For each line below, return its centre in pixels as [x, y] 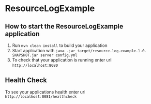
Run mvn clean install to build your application [60, 45]
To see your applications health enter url [45, 92]
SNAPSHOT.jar [25, 55]
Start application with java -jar [44, 51]
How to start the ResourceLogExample [64, 26]
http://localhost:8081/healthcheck [41, 97]
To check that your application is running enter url [62, 60]
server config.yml [59, 55]
